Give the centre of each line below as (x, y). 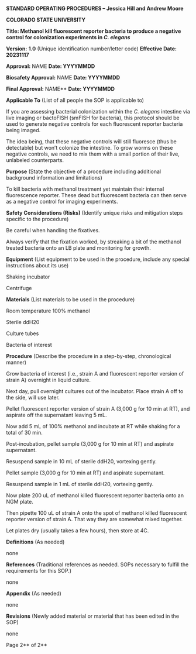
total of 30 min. (24, 433)
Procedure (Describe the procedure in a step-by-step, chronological (89, 356)
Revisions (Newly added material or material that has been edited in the (93, 616)
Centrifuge (19, 288)
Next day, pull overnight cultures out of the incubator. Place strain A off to (95, 391)
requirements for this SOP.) (39, 571)
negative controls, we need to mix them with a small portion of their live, (93, 154)
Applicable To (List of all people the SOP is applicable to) (75, 100)
